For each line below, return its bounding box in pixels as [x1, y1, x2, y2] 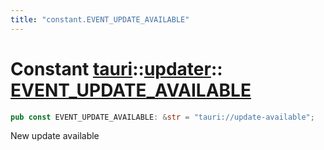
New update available [10, 130, 100, 142]
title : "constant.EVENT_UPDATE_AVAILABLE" [10, 14, 190, 25]
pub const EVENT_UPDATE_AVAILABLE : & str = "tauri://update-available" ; [10, 112, 315, 122]
